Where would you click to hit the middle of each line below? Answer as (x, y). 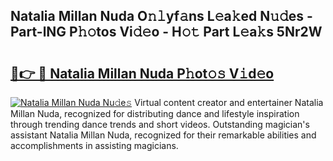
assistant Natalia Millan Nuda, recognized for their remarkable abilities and (163, 135)
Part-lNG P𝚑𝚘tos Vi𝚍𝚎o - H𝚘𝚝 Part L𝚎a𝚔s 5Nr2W (166, 32)
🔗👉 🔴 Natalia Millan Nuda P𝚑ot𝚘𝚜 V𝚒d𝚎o (142, 73)
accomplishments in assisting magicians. (94, 145)
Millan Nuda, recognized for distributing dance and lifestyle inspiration (155, 113)
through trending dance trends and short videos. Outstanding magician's (160, 124)
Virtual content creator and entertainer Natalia (229, 102)
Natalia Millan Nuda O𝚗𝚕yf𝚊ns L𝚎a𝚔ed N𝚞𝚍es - (161, 16)
